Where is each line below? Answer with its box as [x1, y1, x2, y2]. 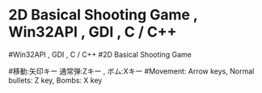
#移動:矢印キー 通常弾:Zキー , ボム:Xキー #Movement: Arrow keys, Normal [8, 66, 255, 76]
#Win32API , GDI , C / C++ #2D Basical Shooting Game [8, 49, 192, 59]
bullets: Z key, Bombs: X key [8, 75, 103, 85]
